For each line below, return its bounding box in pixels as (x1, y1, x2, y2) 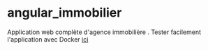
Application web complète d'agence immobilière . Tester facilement (7, 28, 201, 36)
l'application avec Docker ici (7, 35, 89, 43)
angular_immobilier (7, 5, 122, 21)
